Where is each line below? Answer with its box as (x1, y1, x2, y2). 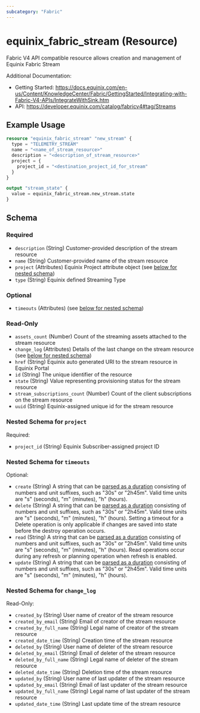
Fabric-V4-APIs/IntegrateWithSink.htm (14, 96, 109, 103)
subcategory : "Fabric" (6, 8, 63, 15)
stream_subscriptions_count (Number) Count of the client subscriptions (14, 390, 192, 397)
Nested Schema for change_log (6, 586, 97, 594)
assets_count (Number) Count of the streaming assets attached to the (14, 333, 187, 340)
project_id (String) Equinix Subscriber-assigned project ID (14, 443, 160, 450)
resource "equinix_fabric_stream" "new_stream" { (6, 135, 133, 142)
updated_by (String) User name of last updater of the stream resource (14, 675, 185, 682)
